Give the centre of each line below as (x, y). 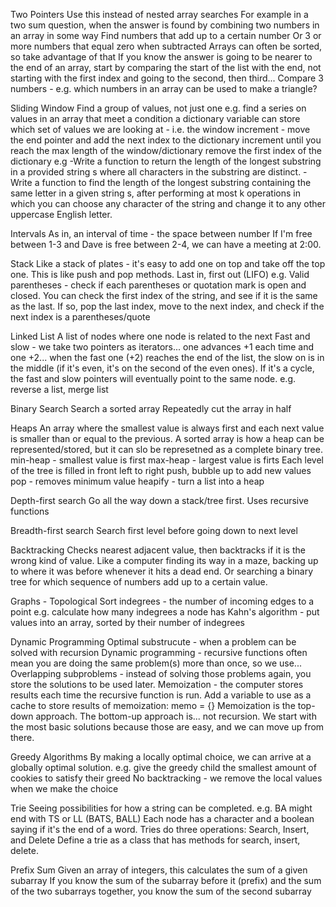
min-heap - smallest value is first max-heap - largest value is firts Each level (167, 460)
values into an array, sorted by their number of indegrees (127, 622)
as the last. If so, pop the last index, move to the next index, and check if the (167, 306)
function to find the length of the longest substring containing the (176, 182)
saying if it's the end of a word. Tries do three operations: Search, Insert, (160, 829)
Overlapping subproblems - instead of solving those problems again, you (161, 673)
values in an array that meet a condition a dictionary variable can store (155, 118)
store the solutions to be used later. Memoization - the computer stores (157, 684)
